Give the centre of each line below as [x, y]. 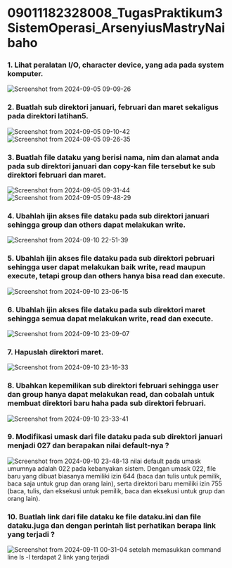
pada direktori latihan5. [48, 116]
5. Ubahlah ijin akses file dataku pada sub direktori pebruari [111, 259]
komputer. [25, 74]
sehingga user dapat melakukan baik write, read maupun [107, 267]
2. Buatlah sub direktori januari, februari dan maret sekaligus [113, 107]
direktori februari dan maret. [57, 175]
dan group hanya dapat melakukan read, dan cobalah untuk [111, 395]
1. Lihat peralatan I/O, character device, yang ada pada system [116, 65]
